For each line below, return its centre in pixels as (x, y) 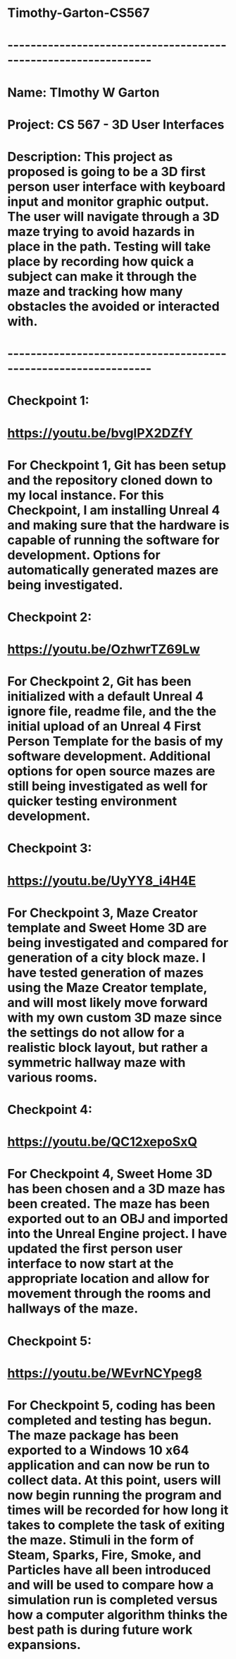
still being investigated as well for (107, 786)
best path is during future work (100, 1630)
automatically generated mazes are (113, 570)
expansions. (44, 1645)
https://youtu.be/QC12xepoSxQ (102, 1142)
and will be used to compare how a (111, 1585)
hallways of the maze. (73, 1309)
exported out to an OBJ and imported (118, 1219)
